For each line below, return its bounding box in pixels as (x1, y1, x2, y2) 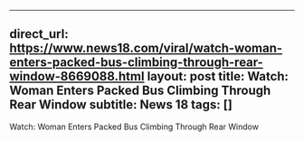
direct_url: (9, 26, 70, 42)
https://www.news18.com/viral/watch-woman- (9, 41, 283, 56)
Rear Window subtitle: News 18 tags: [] (9, 97, 233, 113)
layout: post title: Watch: (147, 69, 290, 84)
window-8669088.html (9, 69, 145, 84)
